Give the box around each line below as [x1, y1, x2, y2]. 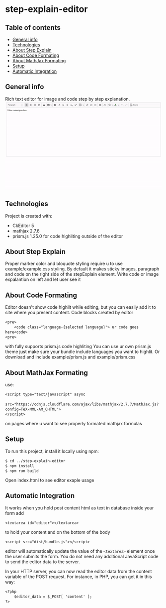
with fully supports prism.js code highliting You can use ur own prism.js [5, 344, 152, 350]
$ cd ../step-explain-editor [5, 458, 66, 464]
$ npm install [5, 463, 35, 469]
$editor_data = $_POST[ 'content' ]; [14, 594, 92, 599]
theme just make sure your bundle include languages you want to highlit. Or [5, 349, 160, 355]
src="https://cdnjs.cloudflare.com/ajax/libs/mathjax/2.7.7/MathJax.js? [5, 402, 159, 407]
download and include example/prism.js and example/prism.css [5, 354, 136, 360]
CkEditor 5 [12, 223, 34, 229]
